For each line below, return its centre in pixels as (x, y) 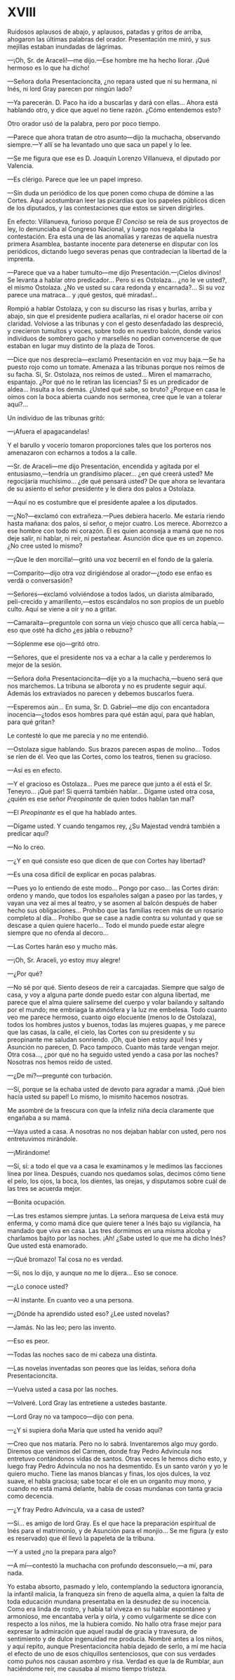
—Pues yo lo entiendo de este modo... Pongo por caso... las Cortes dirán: (113, 888)
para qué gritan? (31, 722)
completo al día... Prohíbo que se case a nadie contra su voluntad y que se (115, 917)
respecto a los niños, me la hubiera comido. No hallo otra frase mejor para (115, 1624)
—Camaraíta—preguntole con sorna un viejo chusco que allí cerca (103, 622)
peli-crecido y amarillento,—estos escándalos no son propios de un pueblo (116, 601)
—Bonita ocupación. (36, 1202)
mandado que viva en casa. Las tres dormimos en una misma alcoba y (109, 1230)
